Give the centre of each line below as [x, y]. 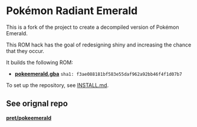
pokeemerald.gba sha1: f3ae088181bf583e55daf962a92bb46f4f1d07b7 [98, 73]
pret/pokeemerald [29, 118]
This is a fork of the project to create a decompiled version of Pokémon [93, 27]
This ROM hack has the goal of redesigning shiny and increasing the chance [99, 45]
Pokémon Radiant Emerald [72, 11]
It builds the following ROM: [40, 62]
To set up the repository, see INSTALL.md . [58, 85]
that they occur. [25, 51]
